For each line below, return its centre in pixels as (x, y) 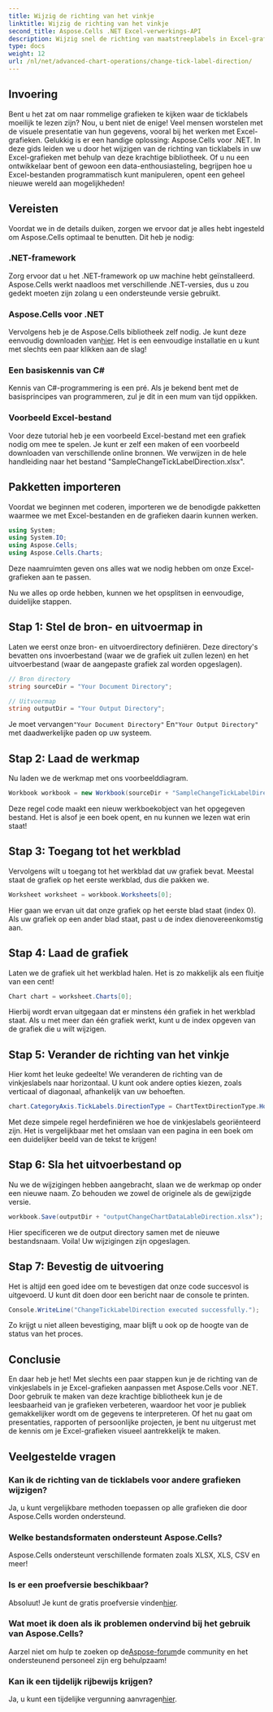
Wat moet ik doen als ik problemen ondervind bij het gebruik (130, 1623)
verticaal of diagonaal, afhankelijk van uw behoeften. (97, 1092)
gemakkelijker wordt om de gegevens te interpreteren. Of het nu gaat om (130, 1414)
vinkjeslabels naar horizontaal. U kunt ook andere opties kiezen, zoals (125, 1083)
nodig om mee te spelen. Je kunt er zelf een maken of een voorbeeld (124, 444)
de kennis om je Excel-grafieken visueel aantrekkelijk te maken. (115, 1431)
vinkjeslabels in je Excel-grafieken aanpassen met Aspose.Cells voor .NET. (133, 1388)
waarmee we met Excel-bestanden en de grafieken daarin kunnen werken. (133, 515)
